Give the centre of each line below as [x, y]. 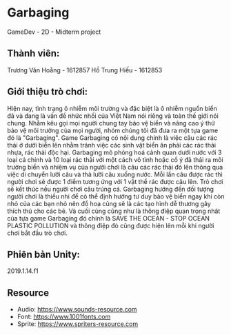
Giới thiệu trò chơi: [48, 92]
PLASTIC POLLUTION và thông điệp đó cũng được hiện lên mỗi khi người [111, 225]
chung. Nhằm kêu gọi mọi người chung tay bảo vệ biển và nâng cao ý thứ [111, 123]
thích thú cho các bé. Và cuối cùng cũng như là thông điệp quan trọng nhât [114, 211]
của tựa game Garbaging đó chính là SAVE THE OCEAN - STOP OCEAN [109, 218]
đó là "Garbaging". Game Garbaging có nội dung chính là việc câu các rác [112, 138]
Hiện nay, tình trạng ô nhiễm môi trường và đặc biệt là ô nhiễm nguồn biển [112, 108]
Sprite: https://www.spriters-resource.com [78, 324]
